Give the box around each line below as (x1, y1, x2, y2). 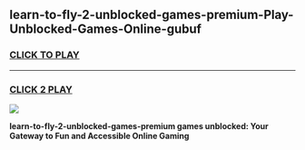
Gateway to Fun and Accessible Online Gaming (9, 130, 190, 141)
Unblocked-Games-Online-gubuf (9, 22, 202, 37)
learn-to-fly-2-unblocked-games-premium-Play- (9, 7, 294, 23)
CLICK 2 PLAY (9, 83, 73, 95)
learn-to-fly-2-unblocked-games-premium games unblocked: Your (9, 120, 270, 131)
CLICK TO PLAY (9, 49, 80, 62)
